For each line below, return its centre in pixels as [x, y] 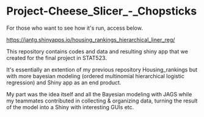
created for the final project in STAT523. [56, 58]
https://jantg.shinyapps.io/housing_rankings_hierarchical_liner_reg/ [91, 39]
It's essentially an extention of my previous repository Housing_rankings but [102, 69]
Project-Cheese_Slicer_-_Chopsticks [102, 11]
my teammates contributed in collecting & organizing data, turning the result [102, 101]
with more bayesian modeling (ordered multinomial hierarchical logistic [95, 76]
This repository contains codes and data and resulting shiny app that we [97, 51]
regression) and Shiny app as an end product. [64, 82]
